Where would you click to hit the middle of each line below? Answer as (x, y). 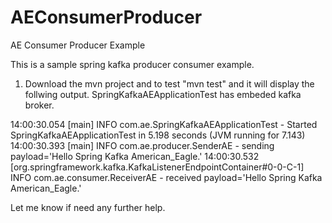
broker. (39, 105)
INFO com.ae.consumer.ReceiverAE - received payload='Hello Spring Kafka (166, 177)
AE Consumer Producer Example (78, 45)
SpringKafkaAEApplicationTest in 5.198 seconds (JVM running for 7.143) (158, 135)
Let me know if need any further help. (88, 207)
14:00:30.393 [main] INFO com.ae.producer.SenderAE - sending (142, 145)
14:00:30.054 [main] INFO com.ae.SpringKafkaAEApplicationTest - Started (164, 124)
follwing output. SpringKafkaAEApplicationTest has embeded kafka (163, 94)
